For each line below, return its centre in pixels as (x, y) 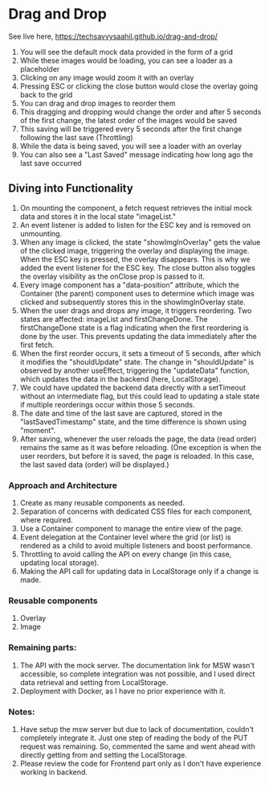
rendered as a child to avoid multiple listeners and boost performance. (136, 546)
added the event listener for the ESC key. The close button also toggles (137, 267)
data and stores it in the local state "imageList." (98, 216)
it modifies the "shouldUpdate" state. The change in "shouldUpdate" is (137, 362)
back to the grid (46, 94)
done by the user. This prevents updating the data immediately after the (138, 336)
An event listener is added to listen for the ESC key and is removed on (135, 225)
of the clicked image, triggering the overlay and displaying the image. (134, 250)
